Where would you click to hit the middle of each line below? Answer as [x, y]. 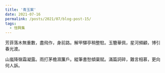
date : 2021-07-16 [23, 14]
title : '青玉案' [21, 10]
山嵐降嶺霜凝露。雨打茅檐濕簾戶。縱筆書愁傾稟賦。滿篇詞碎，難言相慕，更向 [83, 59]
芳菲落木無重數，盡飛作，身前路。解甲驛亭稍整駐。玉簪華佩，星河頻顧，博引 [83, 43]
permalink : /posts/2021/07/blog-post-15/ [48, 19]
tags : [11, 23]
